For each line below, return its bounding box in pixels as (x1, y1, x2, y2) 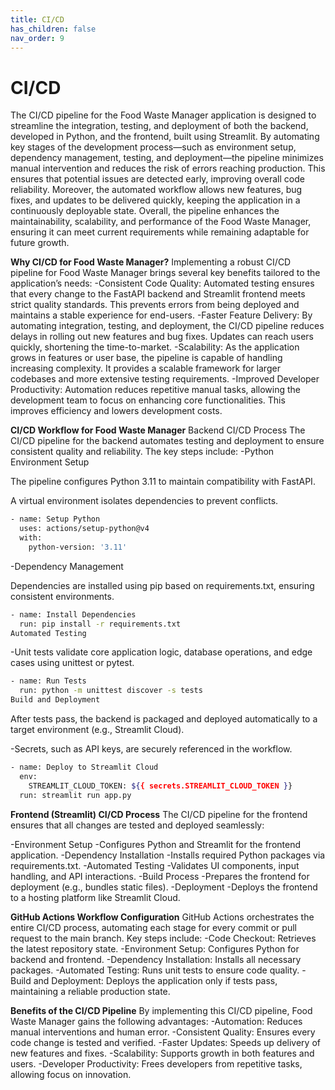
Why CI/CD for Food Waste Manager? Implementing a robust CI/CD (10, 256, 292, 268)
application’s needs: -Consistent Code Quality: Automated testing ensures (10, 277, 315, 290)
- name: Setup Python (10, 514, 101, 525)
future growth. (10, 237, 70, 249)
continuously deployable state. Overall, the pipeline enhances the (10, 205, 280, 217)
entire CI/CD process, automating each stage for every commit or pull (10, 921, 297, 933)
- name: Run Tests (10, 676, 87, 686)
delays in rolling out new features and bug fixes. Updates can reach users (10, 331, 314, 343)
